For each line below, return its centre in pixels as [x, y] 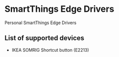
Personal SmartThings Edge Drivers [41, 23]
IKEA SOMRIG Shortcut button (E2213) [50, 50]
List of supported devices [44, 38]
